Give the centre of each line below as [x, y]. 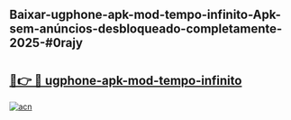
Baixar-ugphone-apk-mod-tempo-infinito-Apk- [145, 15]
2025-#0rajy [46, 43]
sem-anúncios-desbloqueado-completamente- [146, 29]
